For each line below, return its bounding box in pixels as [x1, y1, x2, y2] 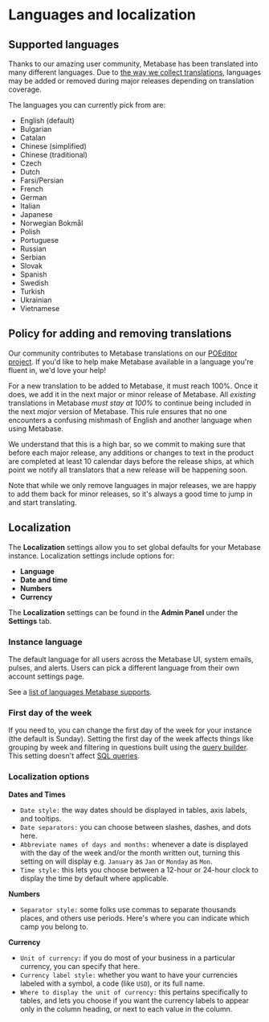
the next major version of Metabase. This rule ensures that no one [8, 406, 227, 416]
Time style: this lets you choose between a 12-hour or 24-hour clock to [19, 864, 259, 874]
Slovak [19, 261, 43, 270]
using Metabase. [8, 424, 64, 433]
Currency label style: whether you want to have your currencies [19, 970, 238, 979]
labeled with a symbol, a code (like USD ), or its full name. [19, 979, 206, 988]
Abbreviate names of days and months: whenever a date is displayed [19, 839, 249, 849]
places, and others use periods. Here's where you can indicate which [19, 913, 250, 922]
